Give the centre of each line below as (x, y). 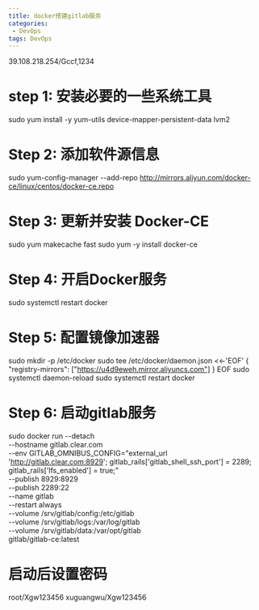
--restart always (35, 504)
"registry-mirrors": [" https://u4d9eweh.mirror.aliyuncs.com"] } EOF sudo (129, 369)
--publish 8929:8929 (43, 479)
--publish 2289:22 (39, 487)
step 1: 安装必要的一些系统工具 (110, 97)
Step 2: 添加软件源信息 (84, 155)
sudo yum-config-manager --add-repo (73, 178)
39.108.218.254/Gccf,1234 (51, 61)
